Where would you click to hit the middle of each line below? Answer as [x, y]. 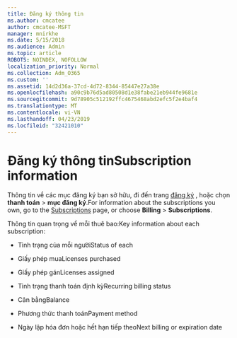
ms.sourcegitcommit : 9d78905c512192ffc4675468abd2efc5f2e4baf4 [103, 100]
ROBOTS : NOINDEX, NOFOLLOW [47, 60]
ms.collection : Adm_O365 [44, 73]
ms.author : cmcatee [36, 21]
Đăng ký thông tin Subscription [99, 161]
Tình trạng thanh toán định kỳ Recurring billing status [94, 286]
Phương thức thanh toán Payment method [77, 314]
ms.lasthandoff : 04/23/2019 [49, 119]
